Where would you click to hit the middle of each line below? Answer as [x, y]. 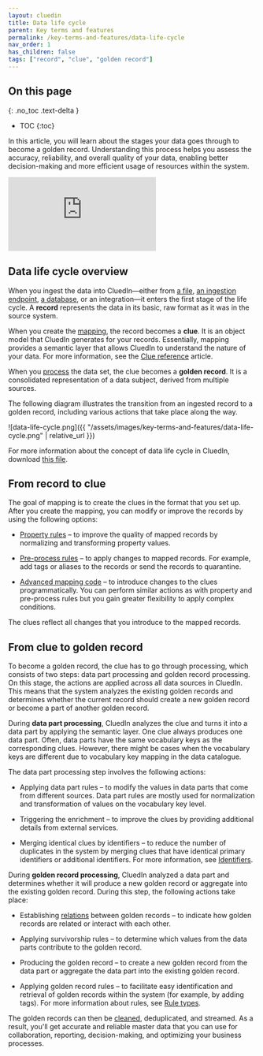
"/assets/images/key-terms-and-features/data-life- [170, 427]
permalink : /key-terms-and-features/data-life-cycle [96, 37]
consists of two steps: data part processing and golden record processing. [129, 675]
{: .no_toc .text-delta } [44, 110]
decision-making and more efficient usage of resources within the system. [129, 165]
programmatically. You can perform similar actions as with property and [136, 590]
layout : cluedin [35, 15]
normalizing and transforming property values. [95, 543]
